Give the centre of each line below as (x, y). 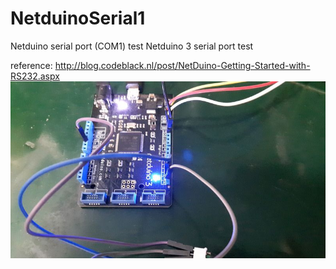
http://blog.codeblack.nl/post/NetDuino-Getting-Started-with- (182, 65)
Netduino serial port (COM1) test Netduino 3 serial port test (132, 46)
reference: (31, 65)
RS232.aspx (35, 76)
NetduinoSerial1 (78, 18)
